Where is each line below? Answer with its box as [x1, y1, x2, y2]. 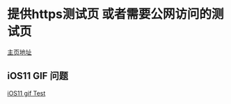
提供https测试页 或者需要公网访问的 [7, 6, 212, 22]
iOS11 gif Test [7, 89, 46, 97]
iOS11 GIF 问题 [7, 70, 68, 82]
